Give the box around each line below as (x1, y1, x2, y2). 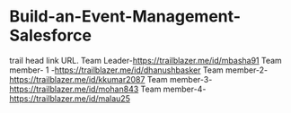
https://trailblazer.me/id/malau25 (9, 92, 130, 104)
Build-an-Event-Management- (9, 6, 241, 27)
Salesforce (9, 25, 93, 46)
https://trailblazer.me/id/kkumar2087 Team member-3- (9, 74, 213, 84)
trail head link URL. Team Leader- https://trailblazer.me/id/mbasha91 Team (9, 55, 283, 65)
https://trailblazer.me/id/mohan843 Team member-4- (9, 83, 207, 94)
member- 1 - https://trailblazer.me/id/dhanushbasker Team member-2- (9, 65, 269, 75)
